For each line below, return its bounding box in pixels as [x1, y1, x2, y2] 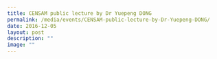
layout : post [7, 28, 45, 36]
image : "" [7, 41, 36, 48]
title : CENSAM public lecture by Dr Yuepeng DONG [7, 9, 152, 17]
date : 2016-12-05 [7, 22, 57, 29]
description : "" [7, 35, 54, 42]
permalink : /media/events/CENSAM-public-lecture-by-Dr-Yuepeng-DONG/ [7, 16, 211, 23]
